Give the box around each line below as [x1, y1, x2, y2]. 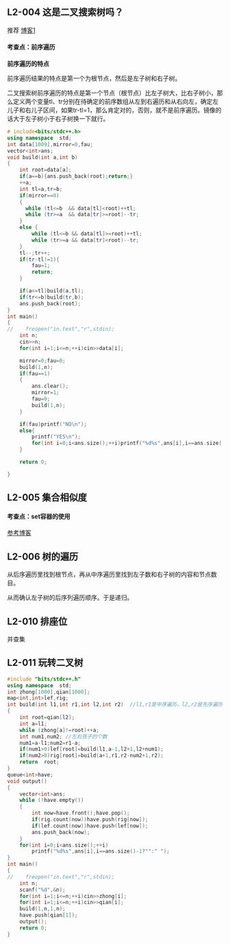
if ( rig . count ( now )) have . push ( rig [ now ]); [31, 816, 149, 823]
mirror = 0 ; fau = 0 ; [19, 357, 66, 364]
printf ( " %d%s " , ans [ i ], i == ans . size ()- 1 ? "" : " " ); [31, 848, 170, 855]
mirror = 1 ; [31, 389, 60, 396]
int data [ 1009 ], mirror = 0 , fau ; [7, 141, 94, 148]
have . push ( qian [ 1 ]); [19, 912, 78, 919]
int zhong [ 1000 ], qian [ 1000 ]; [7, 689, 90, 695]
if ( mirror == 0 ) [19, 192, 60, 199]
